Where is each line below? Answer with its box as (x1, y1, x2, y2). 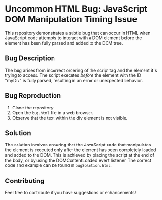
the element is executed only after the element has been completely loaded (5, 147, 156, 153)
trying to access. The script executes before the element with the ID (5, 72, 142, 78)
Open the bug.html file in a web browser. (12, 109, 94, 115)
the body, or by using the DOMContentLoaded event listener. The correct (5, 157, 152, 164)
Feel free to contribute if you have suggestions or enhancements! (5, 190, 136, 196)
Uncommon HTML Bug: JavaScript (5, 3, 148, 15)
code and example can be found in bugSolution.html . (5, 163, 112, 168)
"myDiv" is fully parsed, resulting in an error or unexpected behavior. (5, 77, 143, 83)
